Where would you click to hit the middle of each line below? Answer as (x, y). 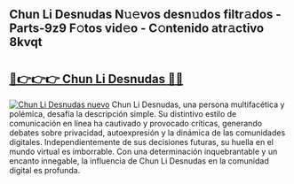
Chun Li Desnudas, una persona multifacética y (198, 104)
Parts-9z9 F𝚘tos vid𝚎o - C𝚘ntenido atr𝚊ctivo (137, 29)
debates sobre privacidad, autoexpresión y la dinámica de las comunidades (147, 133)
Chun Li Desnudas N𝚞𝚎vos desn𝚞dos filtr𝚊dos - (145, 15)
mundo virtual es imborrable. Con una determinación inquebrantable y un (143, 151)
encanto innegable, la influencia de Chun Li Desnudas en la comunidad (139, 161)
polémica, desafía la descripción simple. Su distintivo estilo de (123, 114)
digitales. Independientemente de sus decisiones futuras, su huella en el (141, 142)
